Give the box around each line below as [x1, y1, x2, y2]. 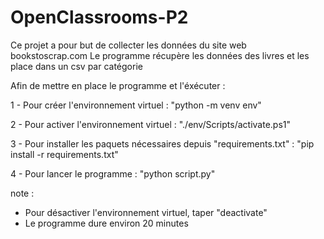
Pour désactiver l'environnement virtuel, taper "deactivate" [24, 206, 268, 218]
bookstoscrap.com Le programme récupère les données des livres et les [10, 49, 310, 61]
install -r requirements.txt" [10, 148, 119, 160]
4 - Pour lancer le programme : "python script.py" [10, 167, 216, 180]
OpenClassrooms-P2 [10, 6, 189, 29]
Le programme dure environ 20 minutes [24, 217, 189, 229]
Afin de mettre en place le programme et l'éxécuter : [10, 79, 226, 91]
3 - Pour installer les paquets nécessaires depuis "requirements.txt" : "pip [10, 137, 315, 150]
